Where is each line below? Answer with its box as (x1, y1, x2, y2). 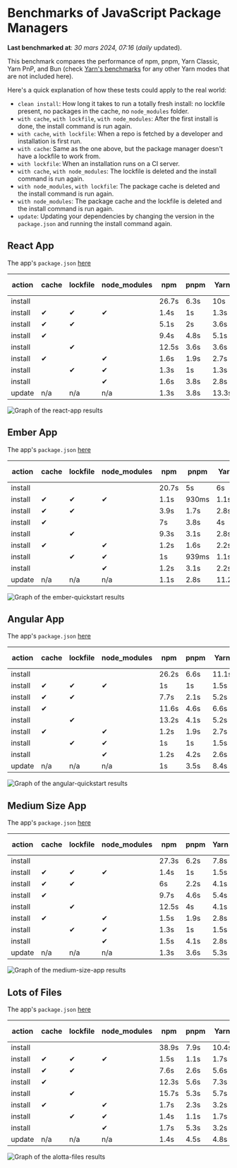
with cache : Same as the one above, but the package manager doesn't (17, 144, 224, 153)
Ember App (7, 427, 58, 439)
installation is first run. (17, 136, 83, 145)
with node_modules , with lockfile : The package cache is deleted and (17, 181, 220, 190)
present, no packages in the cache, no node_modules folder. (17, 107, 189, 115)
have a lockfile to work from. (17, 152, 101, 160)
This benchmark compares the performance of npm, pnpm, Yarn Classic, (7, 56, 220, 65)
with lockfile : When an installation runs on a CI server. (17, 159, 180, 167)
